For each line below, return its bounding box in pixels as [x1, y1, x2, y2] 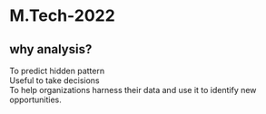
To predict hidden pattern [9, 65, 105, 76]
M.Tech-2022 [9, 5, 115, 26]
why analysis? [9, 42, 93, 57]
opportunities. [9, 94, 62, 105]
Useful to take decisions [9, 75, 100, 86]
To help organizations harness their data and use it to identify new [9, 85, 257, 95]
